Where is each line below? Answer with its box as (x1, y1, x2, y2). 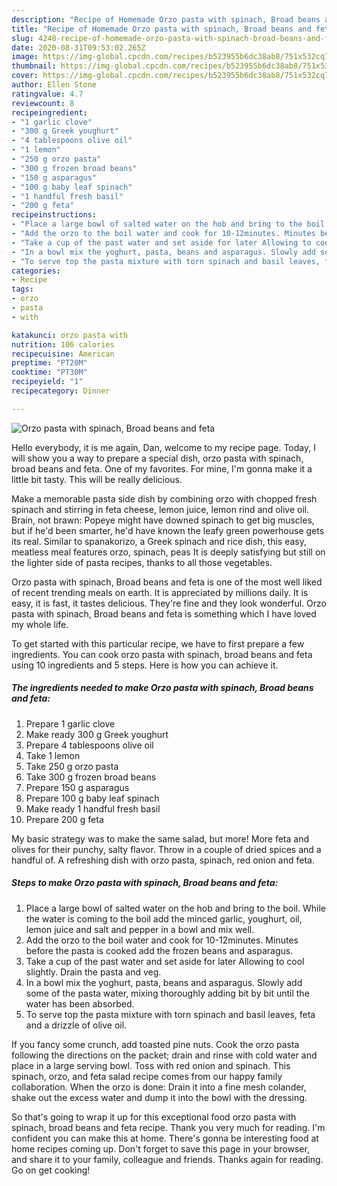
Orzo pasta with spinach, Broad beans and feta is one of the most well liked (11, 576, 323, 588)
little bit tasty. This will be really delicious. (11, 473, 183, 485)
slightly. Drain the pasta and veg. (25, 966, 162, 978)
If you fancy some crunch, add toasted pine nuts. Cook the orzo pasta (11, 1038, 300, 1050)
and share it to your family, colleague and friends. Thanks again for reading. (11, 1153, 324, 1165)
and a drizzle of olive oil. (25, 1019, 128, 1031)
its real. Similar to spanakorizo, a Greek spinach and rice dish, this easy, (11, 535, 308, 547)
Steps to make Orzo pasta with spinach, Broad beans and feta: (11, 877, 279, 889)
